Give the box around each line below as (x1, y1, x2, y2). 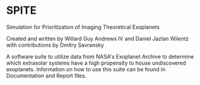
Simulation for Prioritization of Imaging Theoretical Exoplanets (6, 23, 160, 31)
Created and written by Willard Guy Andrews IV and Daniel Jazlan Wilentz (6, 35, 189, 42)
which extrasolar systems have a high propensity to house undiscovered (6, 59, 187, 66)
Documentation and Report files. (6, 72, 87, 79)
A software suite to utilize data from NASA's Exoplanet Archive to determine (6, 53, 194, 60)
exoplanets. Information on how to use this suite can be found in (6, 65, 166, 72)
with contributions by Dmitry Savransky (6, 41, 104, 48)
